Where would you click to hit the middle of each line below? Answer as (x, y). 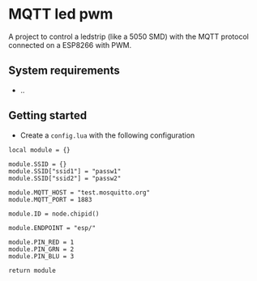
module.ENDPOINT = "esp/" (52, 228)
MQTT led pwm (61, 14)
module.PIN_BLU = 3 (41, 256)
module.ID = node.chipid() (54, 214)
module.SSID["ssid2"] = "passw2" (65, 178)
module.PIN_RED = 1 (41, 242)
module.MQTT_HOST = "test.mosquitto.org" (79, 192)
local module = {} (39, 150)
